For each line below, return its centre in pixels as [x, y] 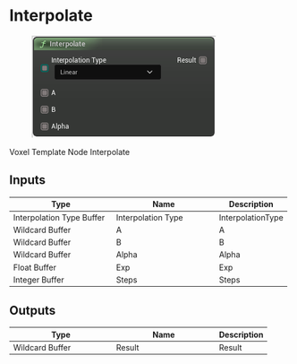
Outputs [33, 310]
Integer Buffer [38, 280]
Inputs [28, 180]
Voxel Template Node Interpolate [70, 152]
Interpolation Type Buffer [59, 217]
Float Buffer [34, 267]
